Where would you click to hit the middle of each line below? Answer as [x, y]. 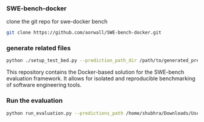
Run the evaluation [35, 101]
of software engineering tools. [44, 85]
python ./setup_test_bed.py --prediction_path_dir [72, 61]
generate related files [39, 48]
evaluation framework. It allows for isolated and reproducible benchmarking [101, 79]
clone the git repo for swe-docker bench [57, 22]
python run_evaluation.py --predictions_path [65, 113]
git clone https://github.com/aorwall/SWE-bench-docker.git [84, 33]
